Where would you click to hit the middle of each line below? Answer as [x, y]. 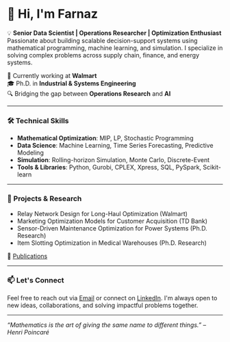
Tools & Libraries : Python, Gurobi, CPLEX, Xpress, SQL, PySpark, [109, 168]
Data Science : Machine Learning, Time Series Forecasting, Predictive [115, 146]
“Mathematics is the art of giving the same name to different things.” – [107, 325]
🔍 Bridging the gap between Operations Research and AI [89, 93]
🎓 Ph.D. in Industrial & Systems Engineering [72, 83]
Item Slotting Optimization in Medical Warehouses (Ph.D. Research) [112, 243]
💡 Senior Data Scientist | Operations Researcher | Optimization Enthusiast [114, 33]
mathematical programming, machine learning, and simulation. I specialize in [115, 48]
